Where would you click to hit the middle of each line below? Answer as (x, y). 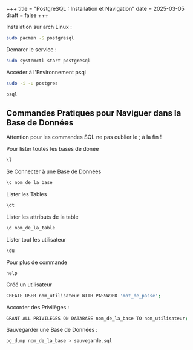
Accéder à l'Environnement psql (46, 72)
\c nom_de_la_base (29, 183)
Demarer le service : (31, 49)
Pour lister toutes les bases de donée (53, 149)
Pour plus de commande (37, 262)
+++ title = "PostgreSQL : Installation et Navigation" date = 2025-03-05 (95, 9)
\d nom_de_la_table (31, 228)
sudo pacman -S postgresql (40, 38)
